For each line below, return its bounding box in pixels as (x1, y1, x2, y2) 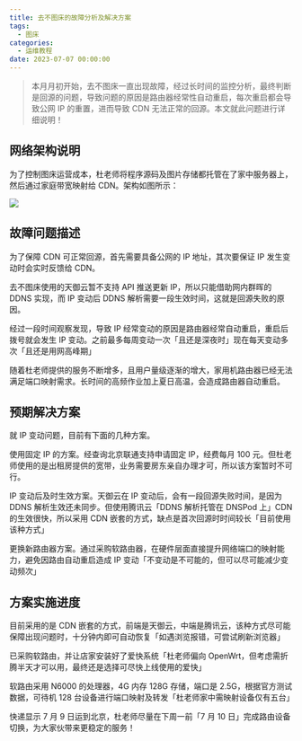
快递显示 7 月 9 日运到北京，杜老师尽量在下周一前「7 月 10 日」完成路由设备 (9, 711, 291, 722)
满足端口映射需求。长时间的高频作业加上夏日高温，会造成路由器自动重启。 (9, 375, 285, 386)
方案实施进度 (9, 595, 81, 610)
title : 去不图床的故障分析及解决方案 (9, 13, 132, 22)
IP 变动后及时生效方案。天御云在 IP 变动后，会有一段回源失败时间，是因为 (9, 490, 283, 501)
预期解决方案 (9, 405, 81, 420)
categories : (9, 38, 54, 48)
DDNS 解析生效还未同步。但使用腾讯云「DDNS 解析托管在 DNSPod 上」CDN (9, 502, 293, 513)
